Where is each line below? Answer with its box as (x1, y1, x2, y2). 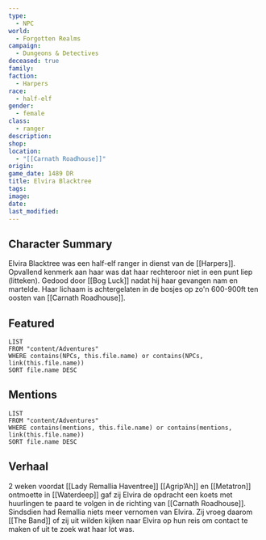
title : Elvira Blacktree (8, 177, 92, 186)
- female (15, 110, 45, 118)
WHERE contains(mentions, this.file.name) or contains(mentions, (8, 424, 232, 432)
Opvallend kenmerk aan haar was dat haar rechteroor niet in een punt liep (8, 268, 253, 277)
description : (8, 132, 52, 140)
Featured (8, 316, 55, 330)
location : (8, 147, 42, 155)
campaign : (8, 42, 42, 50)
